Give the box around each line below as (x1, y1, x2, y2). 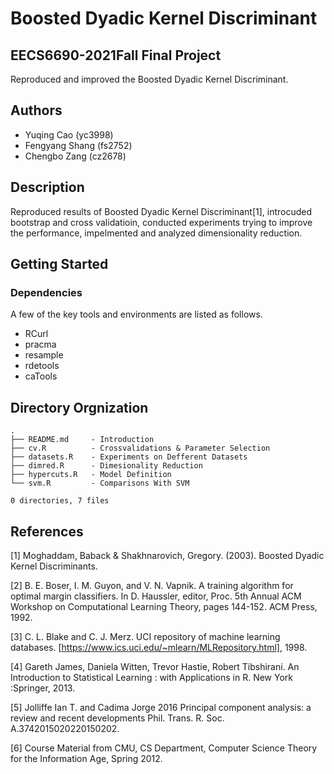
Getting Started (10, 256, 109, 273)
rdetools (24, 360, 60, 372)
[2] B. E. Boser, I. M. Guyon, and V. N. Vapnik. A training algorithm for (10, 579, 294, 591)
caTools (24, 370, 58, 382)
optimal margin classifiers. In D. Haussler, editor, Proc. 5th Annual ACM (10, 590, 302, 602)
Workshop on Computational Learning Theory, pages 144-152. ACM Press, (10, 600, 318, 612)
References (10, 523, 84, 540)
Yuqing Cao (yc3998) (24, 128, 114, 141)
